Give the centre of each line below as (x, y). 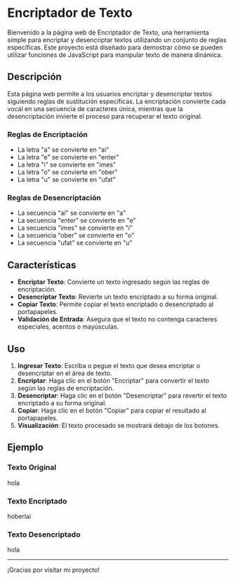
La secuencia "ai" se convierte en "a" (72, 213)
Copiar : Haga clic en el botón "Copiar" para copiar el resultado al (112, 410)
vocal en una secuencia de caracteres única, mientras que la (95, 109)
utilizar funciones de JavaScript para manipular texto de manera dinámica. (115, 55)
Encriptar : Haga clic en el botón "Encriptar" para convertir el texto (113, 380)
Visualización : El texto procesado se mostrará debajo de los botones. (118, 425)
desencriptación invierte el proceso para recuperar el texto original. (105, 116)
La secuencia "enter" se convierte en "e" (77, 221)
